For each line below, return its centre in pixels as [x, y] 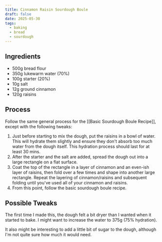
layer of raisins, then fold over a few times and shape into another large [83, 172]
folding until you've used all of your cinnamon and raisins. [70, 182]
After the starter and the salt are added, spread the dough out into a [80, 157]
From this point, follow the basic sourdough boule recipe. [69, 188]
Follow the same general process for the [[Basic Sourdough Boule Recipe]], [81, 121]
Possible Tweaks [31, 203]
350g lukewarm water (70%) [41, 73]
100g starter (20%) [31, 79]
